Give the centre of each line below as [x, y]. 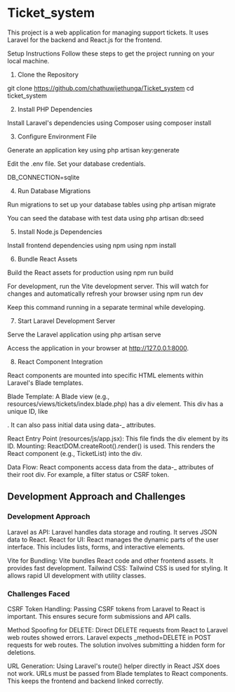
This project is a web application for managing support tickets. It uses [108, 32]
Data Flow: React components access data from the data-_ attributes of [110, 467]
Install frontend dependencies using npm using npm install [92, 245]
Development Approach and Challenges [96, 497]
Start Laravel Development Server [66, 320]
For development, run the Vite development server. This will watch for [108, 286]
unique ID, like [28, 411]
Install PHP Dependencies [55, 109]
